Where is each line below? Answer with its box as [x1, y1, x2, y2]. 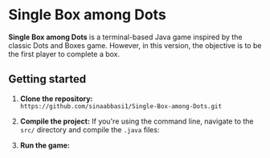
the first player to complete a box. [8, 49, 121, 59]
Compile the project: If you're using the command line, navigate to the [19, 116, 255, 126]
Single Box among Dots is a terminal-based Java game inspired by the [8, 32, 243, 42]
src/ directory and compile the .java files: [19, 124, 160, 134]
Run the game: [19, 140, 71, 150]
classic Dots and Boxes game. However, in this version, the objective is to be [8, 40, 262, 50]
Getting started [8, 72, 87, 86]
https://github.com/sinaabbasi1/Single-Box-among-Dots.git [19, 102, 223, 110]
